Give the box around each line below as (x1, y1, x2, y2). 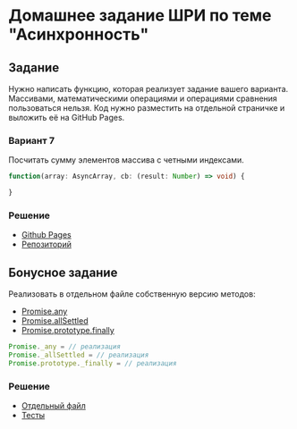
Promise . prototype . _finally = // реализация (8, 358, 177, 367)
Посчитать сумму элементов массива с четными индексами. (8, 155, 245, 165)
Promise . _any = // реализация (8, 342, 122, 351)
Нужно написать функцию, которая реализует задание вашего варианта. (8, 84, 289, 94)
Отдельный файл (21, 400, 86, 411)
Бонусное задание (8, 265, 118, 280)
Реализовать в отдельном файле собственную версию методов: (8, 289, 256, 299)
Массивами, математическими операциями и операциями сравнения (8, 93, 278, 104)
